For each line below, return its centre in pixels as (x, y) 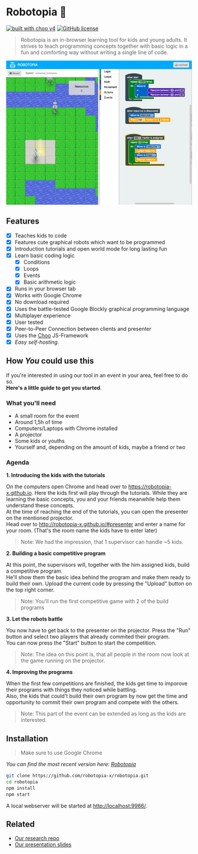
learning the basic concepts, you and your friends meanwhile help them (93, 499)
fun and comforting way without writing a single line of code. (94, 52)
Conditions (37, 262)
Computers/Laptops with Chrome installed (66, 428)
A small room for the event (47, 416)
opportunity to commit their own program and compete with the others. (93, 702)
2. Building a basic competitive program (56, 553)
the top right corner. (30, 590)
